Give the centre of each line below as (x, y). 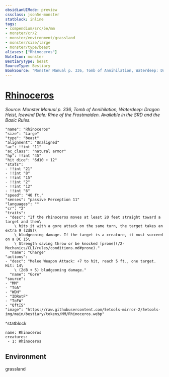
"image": (14, 310)
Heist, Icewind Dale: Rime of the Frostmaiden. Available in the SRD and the (82, 115)
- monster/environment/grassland (40, 38)
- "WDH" (13, 292)
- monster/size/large (28, 43)
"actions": (17, 257)
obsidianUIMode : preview (31, 10)
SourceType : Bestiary (28, 66)
